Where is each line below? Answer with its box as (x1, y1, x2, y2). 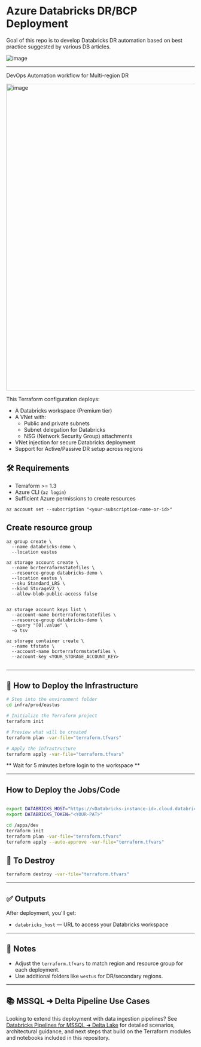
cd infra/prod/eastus (6, 702, 60, 708)
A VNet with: (14, 413, 47, 420)
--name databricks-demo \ (11, 544, 77, 550)
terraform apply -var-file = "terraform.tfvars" (6, 751, 124, 757)
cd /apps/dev (6, 822, 39, 828)
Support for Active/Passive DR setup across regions (14, 445, 144, 452)
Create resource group (6, 523, 93, 533)
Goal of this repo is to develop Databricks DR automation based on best (6, 36, 182, 44)
